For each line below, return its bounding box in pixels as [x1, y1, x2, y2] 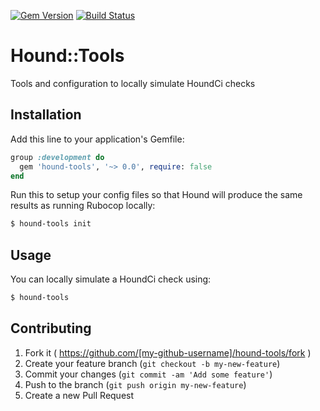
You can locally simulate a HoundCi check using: [10, 273, 212, 285]
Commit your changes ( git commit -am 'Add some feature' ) [24, 368, 273, 380]
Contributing [10, 320, 92, 337]
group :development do [10, 152, 105, 162]
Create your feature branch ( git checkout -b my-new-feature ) [24, 357, 281, 369]
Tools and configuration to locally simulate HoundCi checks [10, 77, 256, 89]
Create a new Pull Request [24, 389, 135, 401]
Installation [10, 106, 82, 124]
